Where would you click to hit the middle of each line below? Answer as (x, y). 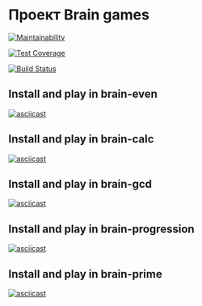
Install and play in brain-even (83, 94)
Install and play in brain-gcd (80, 184)
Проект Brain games (79, 15)
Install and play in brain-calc (81, 139)
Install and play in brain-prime (86, 274)
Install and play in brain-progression (102, 229)
